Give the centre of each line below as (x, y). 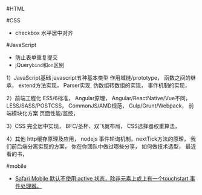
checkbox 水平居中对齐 (44, 33)
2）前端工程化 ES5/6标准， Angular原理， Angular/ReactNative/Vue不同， (99, 98)
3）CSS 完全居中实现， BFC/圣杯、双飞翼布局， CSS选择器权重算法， (93, 126)
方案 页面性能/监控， (53, 113)
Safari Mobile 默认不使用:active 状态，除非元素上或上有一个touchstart (102, 178)
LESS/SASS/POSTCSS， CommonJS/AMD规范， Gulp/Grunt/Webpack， (97, 106)
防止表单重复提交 (36, 57)
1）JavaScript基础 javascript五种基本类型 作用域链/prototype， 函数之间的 (99, 78)
